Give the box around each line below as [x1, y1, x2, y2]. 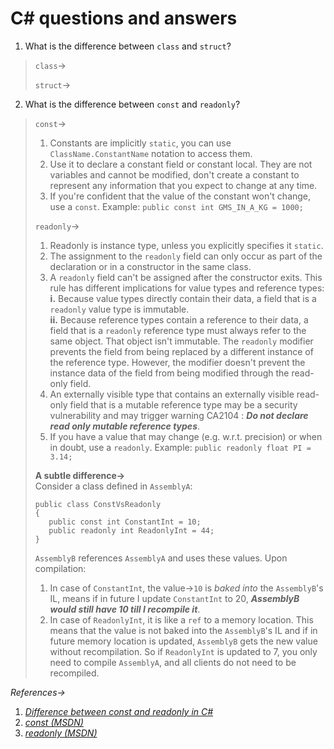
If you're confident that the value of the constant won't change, [49, 190, 312, 202]
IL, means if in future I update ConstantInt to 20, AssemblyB [49, 592, 300, 604]
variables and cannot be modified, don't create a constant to [49, 168, 300, 181]
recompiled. [49, 667, 100, 679]
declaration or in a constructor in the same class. [49, 260, 252, 272]
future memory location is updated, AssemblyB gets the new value [49, 635, 318, 647]
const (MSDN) [24, 716, 84, 728]
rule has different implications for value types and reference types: [49, 282, 325, 294]
